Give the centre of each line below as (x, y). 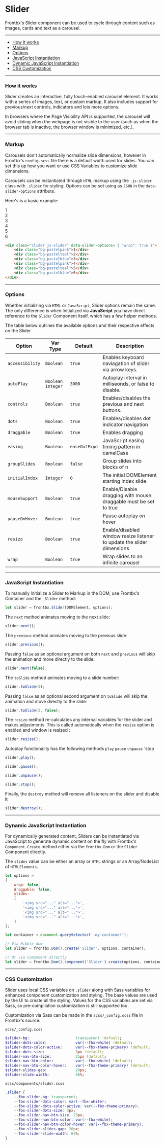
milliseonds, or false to (128, 384)
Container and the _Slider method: (41, 599)
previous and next (123, 404)
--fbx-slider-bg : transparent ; (46, 1097)
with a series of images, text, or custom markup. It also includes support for (82, 102)
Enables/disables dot (127, 418)
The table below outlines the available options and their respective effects (80, 325)
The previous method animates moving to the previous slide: (66, 635)
